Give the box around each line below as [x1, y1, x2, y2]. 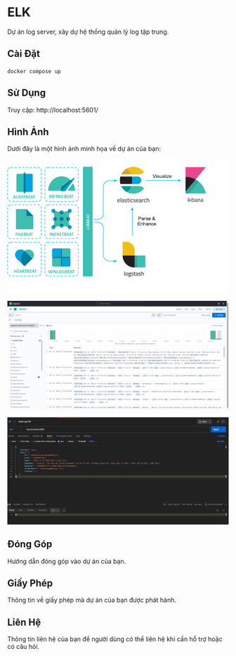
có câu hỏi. [7, 643, 40, 651]
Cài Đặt [7, 48, 41, 60]
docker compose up [7, 67, 61, 75]
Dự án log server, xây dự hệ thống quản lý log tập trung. [7, 27, 169, 36]
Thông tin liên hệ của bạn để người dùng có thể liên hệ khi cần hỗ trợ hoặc [7, 635, 223, 643]
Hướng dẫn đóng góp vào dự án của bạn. [7, 557, 126, 565]
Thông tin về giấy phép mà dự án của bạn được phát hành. [7, 596, 177, 605]
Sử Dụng [7, 87, 46, 99]
